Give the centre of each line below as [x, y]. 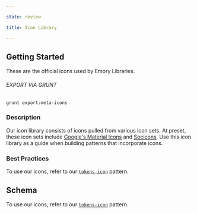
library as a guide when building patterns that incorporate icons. [85, 143]
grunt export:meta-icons [37, 103]
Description [23, 118]
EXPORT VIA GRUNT [32, 84]
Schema [22, 190]
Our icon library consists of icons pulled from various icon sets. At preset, [96, 130]
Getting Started [35, 57]
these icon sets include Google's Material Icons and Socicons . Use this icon [99, 137]
